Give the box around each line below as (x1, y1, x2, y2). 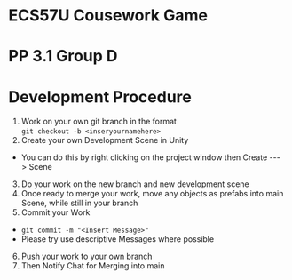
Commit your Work (20, 207, 91, 218)
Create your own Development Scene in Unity (20, 135, 189, 146)
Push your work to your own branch (20, 251, 153, 262)
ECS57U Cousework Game (8, 5, 208, 26)
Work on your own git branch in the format (20, 116, 177, 127)
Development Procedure (8, 86, 192, 107)
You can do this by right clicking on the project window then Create (20, 152, 268, 163)
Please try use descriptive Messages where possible (20, 234, 215, 244)
